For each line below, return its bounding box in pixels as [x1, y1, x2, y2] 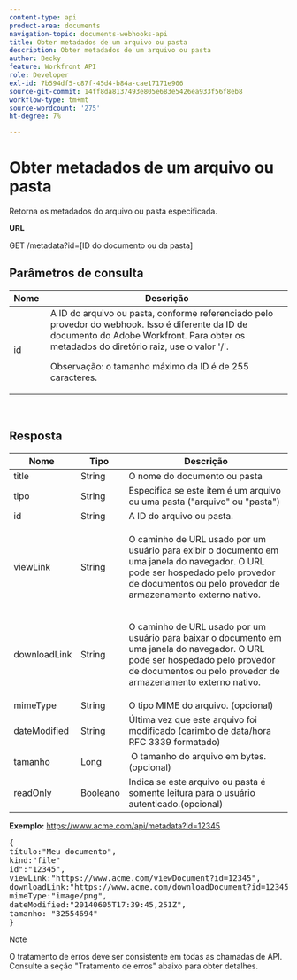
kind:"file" [9, 855, 61, 865]
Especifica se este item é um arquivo [128, 484, 281, 496]
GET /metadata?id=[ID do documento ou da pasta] [9, 240, 194, 251]
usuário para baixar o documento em [128, 631, 282, 643]
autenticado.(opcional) [128, 797, 224, 810]
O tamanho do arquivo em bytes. [131, 750, 267, 762]
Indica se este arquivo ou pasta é [128, 775, 266, 788]
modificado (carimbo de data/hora [128, 724, 271, 736]
